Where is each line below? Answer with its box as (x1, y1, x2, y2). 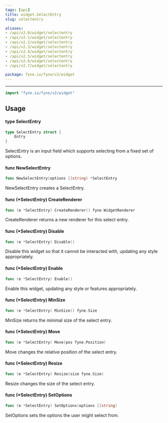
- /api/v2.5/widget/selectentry (5, 54, 72, 59)
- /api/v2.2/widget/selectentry (5, 40, 72, 45)
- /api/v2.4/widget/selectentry (5, 49, 72, 54)
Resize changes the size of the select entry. (5, 380, 95, 386)
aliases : (5, 26, 23, 31)
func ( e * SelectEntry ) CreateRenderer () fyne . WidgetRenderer (5, 208, 135, 213)
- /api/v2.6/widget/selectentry (5, 58, 72, 63)
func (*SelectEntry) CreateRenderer (5, 196, 82, 202)
